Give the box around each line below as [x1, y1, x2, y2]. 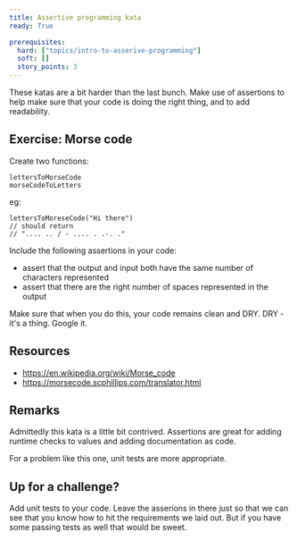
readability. [9, 106, 51, 116]
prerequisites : [9, 38, 66, 46]
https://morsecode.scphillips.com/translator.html [21, 376, 202, 387]
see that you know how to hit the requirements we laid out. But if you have [9, 512, 282, 523]
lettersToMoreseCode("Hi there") [9, 214, 134, 223]
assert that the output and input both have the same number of [21, 262, 254, 273]
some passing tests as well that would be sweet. [9, 522, 187, 533]
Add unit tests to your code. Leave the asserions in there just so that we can [9, 503, 289, 514]
